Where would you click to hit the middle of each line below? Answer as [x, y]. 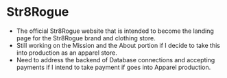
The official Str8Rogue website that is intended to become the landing [115, 31]
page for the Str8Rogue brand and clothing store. [86, 38]
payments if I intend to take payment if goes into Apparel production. [113, 67]
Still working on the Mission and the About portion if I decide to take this [118, 45]
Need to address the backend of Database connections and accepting [116, 60]
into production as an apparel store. [67, 53]
